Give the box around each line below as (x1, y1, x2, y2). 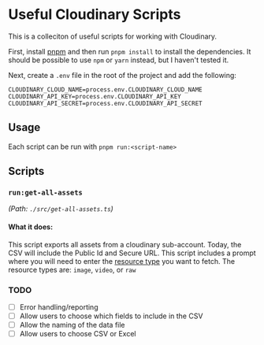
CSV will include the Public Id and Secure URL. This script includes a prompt (8, 248, 256, 258)
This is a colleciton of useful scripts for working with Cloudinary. (8, 32, 218, 41)
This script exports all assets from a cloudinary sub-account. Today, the (8, 239, 242, 249)
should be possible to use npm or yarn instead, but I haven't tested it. (8, 55, 229, 65)
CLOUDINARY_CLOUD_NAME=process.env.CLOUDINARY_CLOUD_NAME (8, 85, 203, 94)
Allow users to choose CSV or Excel (19, 329, 136, 339)
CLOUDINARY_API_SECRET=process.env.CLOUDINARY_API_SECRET (8, 99, 203, 107)
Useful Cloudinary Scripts (8, 6, 181, 24)
